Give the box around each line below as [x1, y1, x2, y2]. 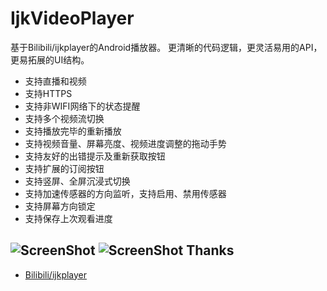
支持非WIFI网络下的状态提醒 [24, 100, 141, 112]
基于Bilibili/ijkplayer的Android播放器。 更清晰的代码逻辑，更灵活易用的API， [10, 41, 323, 53]
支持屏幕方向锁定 [24, 200, 96, 212]
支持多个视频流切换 [24, 112, 105, 124]
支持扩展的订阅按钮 [24, 162, 105, 174]
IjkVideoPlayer [10, 7, 135, 30]
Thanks [186, 242, 235, 259]
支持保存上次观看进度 [24, 212, 113, 224]
